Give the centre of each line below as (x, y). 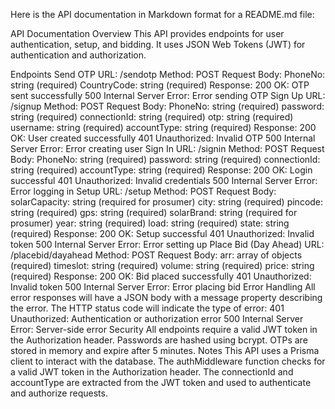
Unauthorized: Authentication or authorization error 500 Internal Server (157, 318)
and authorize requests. (59, 393)
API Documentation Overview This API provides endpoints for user (147, 33)
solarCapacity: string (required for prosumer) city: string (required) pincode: (167, 202)
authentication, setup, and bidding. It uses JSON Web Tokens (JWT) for (158, 44)
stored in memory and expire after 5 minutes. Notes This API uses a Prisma (165, 350)
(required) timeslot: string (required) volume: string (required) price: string (162, 265)
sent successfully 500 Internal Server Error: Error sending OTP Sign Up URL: (168, 95)
